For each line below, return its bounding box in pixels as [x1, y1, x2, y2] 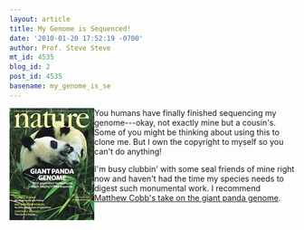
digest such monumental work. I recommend [94, 182, 261, 194]
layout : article [9, 14, 71, 24]
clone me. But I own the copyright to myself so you [94, 136, 284, 147]
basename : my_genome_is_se [9, 81, 111, 91]
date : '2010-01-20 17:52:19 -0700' [9, 34, 144, 43]
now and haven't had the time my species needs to [94, 173, 285, 184]
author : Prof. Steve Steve [9, 43, 111, 53]
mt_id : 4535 [9, 53, 54, 62]
